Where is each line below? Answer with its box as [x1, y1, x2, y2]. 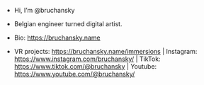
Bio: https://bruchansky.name [13, 33, 101, 42]
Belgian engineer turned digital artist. [13, 20, 123, 28]
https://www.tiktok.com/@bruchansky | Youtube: [13, 62, 157, 70]
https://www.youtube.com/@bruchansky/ [13, 70, 135, 78]
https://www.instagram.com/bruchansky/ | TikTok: [13, 55, 161, 63]
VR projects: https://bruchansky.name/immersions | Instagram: [13, 47, 198, 55]
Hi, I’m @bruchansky [13, 6, 75, 14]
